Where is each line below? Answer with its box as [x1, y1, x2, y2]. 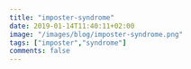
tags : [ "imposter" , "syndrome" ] [9, 38, 127, 47]
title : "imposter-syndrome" [9, 13, 115, 22]
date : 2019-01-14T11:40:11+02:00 [9, 22, 135, 30]
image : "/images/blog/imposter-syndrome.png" [9, 30, 183, 39]
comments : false [9, 47, 70, 56]
